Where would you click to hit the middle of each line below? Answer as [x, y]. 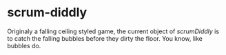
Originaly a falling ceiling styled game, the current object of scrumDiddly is [113, 31]
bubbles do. [24, 45]
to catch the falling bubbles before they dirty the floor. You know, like [105, 38]
